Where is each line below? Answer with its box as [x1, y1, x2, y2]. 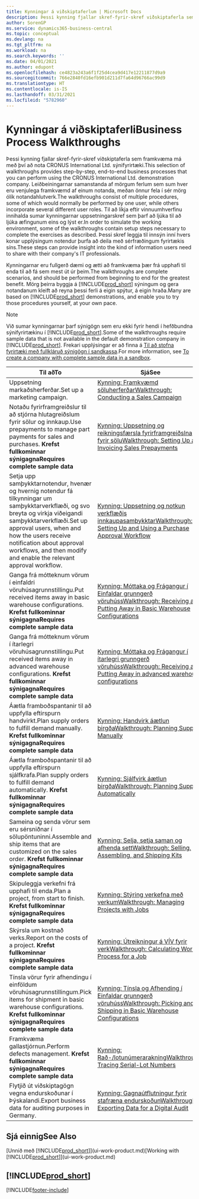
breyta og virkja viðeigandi [9, 509, 83, 517]
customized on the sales [9, 847, 77, 855]
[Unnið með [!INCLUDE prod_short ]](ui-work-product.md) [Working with [6, 1147, 179, 1154]
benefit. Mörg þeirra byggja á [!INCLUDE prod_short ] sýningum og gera [6, 280, 179, 287]
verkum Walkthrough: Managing [97, 897, 185, 906]
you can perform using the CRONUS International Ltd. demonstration [6, 174, 174, 181]
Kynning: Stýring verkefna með [97, 890, 184, 899]
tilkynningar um [9, 494, 52, 503]
